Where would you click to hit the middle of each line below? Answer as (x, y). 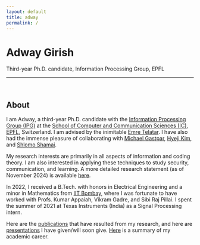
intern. (14, 212)
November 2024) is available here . (49, 175)
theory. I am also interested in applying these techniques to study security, (98, 163)
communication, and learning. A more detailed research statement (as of (95, 169)
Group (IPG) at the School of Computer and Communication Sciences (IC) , (97, 125)
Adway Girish (40, 52)
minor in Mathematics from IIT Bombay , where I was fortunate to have (92, 193)
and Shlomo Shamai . (31, 145)
